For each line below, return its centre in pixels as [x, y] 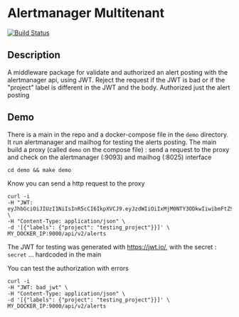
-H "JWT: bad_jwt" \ [38, 287]
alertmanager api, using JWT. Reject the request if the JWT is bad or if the [116, 80]
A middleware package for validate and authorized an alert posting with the [118, 72]
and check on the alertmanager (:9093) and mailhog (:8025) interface [110, 157]
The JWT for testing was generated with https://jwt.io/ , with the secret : [112, 247]
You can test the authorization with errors [68, 268]
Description [34, 55]
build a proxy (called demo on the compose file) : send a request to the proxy [118, 149]
